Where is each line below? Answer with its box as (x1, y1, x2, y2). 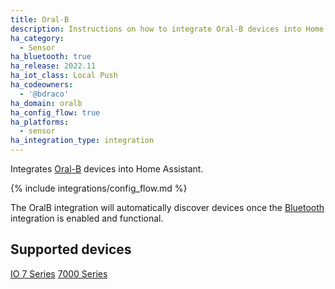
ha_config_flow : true (10, 107, 101, 118)
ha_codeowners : (10, 80, 74, 90)
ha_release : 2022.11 (10, 61, 97, 71)
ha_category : (10, 33, 65, 43)
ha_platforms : (10, 117, 70, 127)
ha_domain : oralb (10, 98, 83, 108)
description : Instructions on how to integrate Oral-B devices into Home (10, 24, 325, 34)
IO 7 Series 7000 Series (10, 267, 108, 280)
